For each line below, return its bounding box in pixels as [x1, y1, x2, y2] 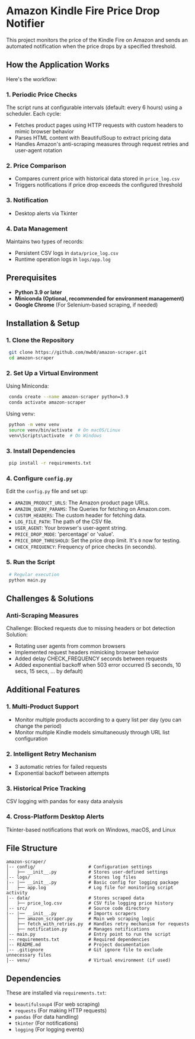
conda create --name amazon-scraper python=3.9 [8, 394, 129, 400]
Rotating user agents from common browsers [14, 642, 126, 650]
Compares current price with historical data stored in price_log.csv [14, 175, 180, 182]
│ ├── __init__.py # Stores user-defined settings [6, 869, 168, 875]
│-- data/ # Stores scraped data [6, 895, 145, 901]
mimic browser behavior [14, 128, 74, 135]
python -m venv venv [8, 422, 60, 428]
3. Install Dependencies [6, 446, 76, 455]
